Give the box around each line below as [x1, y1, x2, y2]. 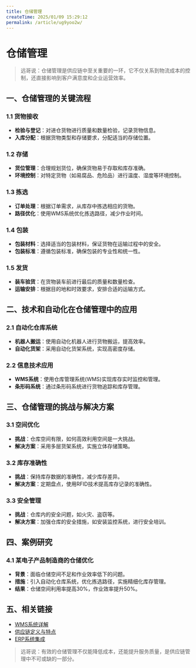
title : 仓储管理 [6, 8, 42, 15]
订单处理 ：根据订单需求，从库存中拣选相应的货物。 [14, 202, 138, 209]
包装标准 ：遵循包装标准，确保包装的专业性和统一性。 [14, 247, 144, 255]
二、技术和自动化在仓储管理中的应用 [6, 304, 137, 314]
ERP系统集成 [14, 635, 46, 642]
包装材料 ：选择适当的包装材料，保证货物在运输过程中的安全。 [14, 240, 164, 247]
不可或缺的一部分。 [31, 655, 77, 662]
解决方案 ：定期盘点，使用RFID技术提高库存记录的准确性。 [14, 480, 155, 487]
